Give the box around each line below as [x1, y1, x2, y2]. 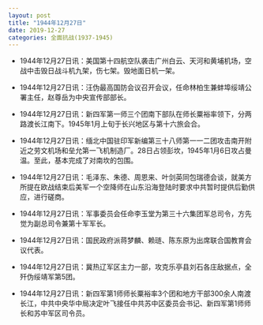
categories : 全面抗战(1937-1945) [8, 33, 114, 42]
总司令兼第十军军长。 [40, 219, 111, 229]
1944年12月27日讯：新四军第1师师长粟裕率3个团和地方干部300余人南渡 [19, 289, 251, 298]
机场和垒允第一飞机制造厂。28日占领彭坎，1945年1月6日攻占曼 [47, 146, 253, 155]
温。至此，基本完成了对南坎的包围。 [19, 155, 138, 166]
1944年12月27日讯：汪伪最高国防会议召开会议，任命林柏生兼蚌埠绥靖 [19, 83, 245, 92]
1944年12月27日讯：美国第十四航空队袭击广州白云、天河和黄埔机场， [19, 56, 245, 65]
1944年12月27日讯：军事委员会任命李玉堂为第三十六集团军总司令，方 [19, 209, 245, 219]
